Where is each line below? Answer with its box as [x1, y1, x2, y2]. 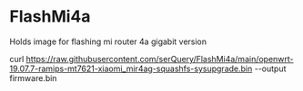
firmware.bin [9, 72, 57, 83]
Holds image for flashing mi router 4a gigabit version [9, 36, 207, 47]
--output [254, 63, 287, 74]
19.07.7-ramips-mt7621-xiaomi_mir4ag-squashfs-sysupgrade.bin [9, 63, 253, 74]
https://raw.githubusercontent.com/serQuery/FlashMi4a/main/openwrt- [25, 53, 294, 64]
